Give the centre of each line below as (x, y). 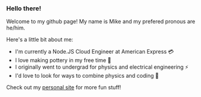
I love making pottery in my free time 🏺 (63, 60)
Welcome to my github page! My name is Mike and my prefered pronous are (101, 22)
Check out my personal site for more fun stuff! (64, 87)
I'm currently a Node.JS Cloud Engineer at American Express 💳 (94, 52)
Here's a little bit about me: (40, 40)
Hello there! (24, 8)
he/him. (16, 28)
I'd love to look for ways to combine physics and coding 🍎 (87, 76)
